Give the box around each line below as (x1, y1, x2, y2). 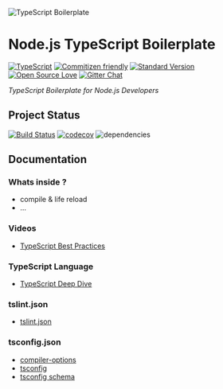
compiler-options (19, 355, 77, 364)
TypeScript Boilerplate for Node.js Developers (8, 85, 159, 95)
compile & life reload (19, 195, 88, 204)
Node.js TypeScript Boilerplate (8, 36, 216, 53)
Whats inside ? (8, 177, 67, 188)
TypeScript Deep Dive (19, 279, 92, 289)
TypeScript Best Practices (19, 241, 106, 251)
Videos (8, 223, 37, 234)
